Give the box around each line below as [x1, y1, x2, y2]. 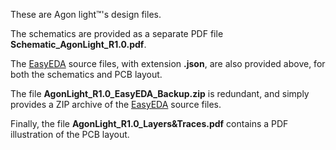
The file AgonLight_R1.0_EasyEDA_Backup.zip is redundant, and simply [10, 88, 310, 99]
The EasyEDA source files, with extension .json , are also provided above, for [10, 58, 326, 69]
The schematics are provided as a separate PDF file [10, 28, 224, 39]
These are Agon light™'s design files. [10, 9, 162, 20]
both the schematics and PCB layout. [10, 69, 163, 80]
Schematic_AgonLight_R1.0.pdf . [10, 39, 147, 50]
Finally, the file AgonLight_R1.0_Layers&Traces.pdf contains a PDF [10, 118, 289, 129]
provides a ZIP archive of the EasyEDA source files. [10, 99, 222, 110]
